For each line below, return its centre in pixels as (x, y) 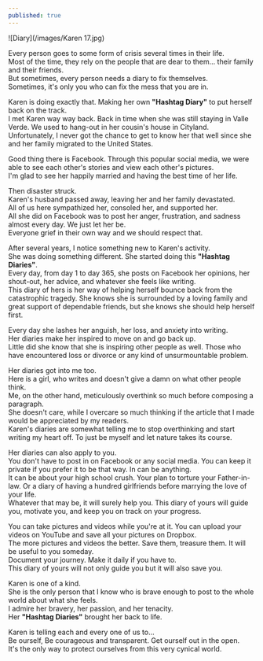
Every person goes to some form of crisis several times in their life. (117, 53)
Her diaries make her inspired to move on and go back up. (102, 338)
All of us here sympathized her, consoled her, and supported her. (113, 207)
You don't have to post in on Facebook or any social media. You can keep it (130, 460)
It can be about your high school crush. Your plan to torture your (112, 478)
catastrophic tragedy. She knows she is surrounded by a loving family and (128, 298)
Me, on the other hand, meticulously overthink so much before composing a (131, 395)
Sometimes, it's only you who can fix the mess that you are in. (108, 87)
